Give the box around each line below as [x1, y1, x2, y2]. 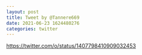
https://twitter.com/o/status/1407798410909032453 [6, 42, 137, 50]
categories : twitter [6, 25, 59, 32]
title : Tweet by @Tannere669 [6, 15, 80, 21]
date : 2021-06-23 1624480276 [6, 20, 80, 26]
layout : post [6, 8, 39, 15]
